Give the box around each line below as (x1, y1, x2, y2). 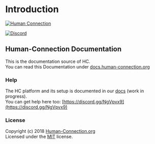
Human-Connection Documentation (5, 45, 122, 54)
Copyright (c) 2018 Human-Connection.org (5, 128, 95, 134)
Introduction (5, 4, 59, 15)
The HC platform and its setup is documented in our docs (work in (5, 88, 144, 94)
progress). (5, 93, 27, 99)
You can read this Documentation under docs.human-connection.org (5, 63, 150, 69)
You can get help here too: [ (5, 99, 64, 105)
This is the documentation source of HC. (5, 58, 91, 64)
